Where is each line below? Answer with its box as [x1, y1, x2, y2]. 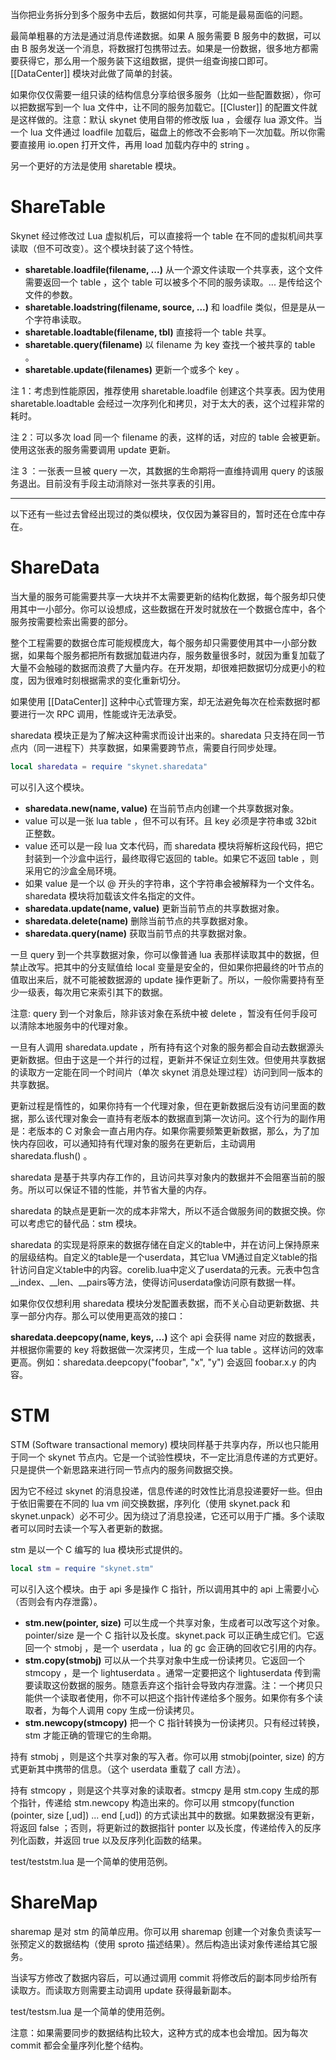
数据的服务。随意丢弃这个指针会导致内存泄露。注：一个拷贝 [68, 1679, 315, 1691]
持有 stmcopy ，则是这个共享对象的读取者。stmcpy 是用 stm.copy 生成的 [10, 1784, 311, 1796]
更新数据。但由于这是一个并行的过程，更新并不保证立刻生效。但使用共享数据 [10, 1053, 326, 1065]
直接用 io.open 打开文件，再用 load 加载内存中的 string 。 [18, 139, 255, 150]
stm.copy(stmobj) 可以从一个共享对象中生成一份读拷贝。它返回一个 [24, 1654, 306, 1666]
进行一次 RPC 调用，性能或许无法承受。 [18, 708, 183, 720]
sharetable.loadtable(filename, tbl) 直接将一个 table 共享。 [24, 326, 272, 338]
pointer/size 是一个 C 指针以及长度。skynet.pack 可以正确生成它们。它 [24, 1629, 316, 1641]
